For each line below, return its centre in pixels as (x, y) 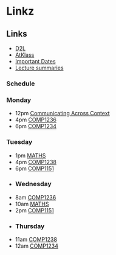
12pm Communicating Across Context (63, 113)
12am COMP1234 (37, 246)
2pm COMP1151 (35, 210)
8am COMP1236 (36, 197)
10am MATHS (32, 204)
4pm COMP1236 (36, 120)
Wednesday (33, 184)
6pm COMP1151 (35, 168)
